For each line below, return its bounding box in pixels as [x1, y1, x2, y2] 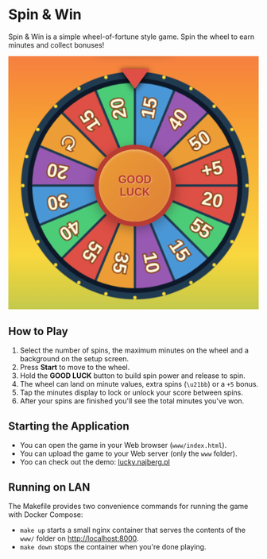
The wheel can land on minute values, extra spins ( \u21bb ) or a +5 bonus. [19, 380, 259, 389]
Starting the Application [8, 419, 130, 433]
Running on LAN [8, 480, 91, 494]
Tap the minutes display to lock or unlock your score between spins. [19, 387, 244, 398]
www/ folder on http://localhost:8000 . [19, 534, 139, 543]
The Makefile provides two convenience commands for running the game [8, 502, 249, 511]
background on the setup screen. [19, 354, 130, 364]
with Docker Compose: [8, 510, 83, 519]
